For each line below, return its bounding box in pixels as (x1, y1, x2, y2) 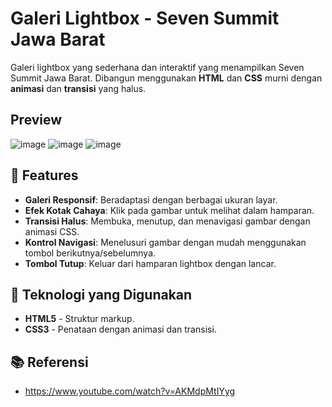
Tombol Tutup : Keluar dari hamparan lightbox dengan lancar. (24, 257, 277, 269)
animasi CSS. (24, 225, 80, 237)
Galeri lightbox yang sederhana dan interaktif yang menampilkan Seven (10, 61, 305, 73)
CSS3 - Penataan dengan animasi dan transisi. (24, 323, 217, 336)
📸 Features (10, 167, 79, 184)
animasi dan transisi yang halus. (10, 82, 147, 94)
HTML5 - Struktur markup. (24, 313, 135, 325)
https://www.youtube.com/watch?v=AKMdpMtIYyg (24, 385, 236, 397)
